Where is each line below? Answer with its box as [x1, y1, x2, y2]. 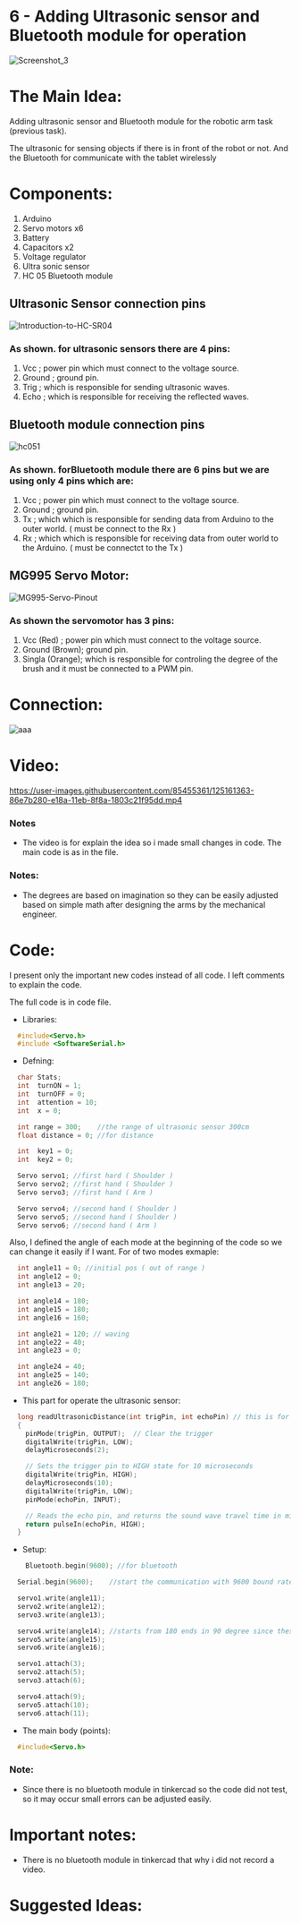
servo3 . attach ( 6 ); [17, 1676, 87, 1685]
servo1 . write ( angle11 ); [17, 1594, 105, 1603]
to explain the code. [9, 979, 82, 990]
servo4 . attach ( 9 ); [17, 1692, 87, 1701]
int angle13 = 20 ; [17, 1280, 87, 1290]
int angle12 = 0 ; [17, 1272, 82, 1281]
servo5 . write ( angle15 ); [17, 1635, 105, 1644]
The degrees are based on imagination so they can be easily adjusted [21, 889, 279, 901]
